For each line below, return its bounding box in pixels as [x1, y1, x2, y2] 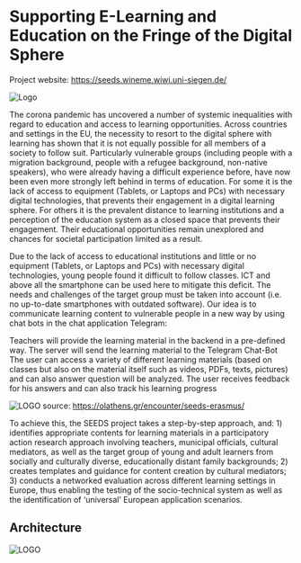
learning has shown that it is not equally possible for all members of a [9, 138, 267, 148]
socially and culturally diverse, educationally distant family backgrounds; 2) [9, 456, 289, 467]
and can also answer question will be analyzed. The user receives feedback [9, 373, 290, 384]
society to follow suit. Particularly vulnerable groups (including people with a [9, 147, 293, 158]
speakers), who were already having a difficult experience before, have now [9, 166, 291, 177]
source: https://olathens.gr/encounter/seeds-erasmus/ [42, 400, 245, 411]
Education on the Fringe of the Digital [9, 25, 293, 46]
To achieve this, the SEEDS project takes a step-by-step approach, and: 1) [9, 417, 283, 428]
